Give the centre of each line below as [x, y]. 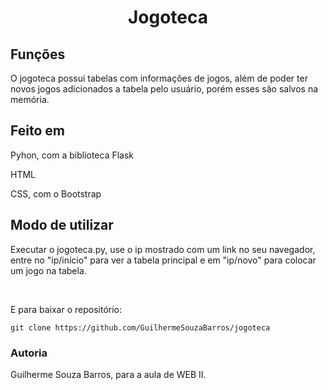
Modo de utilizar [62, 225]
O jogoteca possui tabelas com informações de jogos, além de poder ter [159, 78]
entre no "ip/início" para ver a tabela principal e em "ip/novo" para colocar [163, 260]
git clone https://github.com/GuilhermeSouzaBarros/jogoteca [140, 327]
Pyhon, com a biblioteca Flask [72, 155]
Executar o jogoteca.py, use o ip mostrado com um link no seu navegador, [163, 249]
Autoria [29, 353]
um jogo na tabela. [48, 270]
